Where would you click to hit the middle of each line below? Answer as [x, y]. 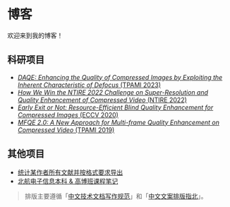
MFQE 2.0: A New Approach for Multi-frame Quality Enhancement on [119, 122]
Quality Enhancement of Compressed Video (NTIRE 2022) [102, 100]
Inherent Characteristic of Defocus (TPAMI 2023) [89, 85]
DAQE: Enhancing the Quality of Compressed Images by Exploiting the [120, 77]
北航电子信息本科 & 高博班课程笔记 [68, 181]
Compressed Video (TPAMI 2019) [66, 130]
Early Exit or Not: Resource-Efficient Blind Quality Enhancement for [115, 107]
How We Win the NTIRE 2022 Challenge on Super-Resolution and [113, 92]
